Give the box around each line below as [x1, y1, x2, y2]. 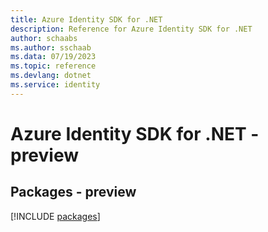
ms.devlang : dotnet [10, 71, 92, 81]
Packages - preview [10, 184, 137, 201]
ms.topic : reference [10, 61, 97, 71]
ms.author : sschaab [10, 42, 92, 53]
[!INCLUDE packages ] [10, 210, 101, 222]
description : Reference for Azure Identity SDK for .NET [10, 24, 253, 34]
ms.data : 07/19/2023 [10, 52, 97, 62]
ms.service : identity [10, 80, 101, 90]
